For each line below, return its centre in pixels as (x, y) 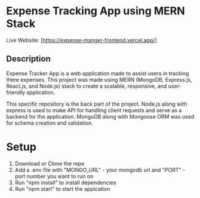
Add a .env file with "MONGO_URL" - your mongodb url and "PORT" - (100, 170)
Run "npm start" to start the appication (62, 188)
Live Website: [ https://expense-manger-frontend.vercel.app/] (81, 40)
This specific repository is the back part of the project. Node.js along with (97, 104)
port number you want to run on (54, 176)
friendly (16, 92)
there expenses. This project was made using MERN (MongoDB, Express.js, (99, 79)
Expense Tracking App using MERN (96, 11)
